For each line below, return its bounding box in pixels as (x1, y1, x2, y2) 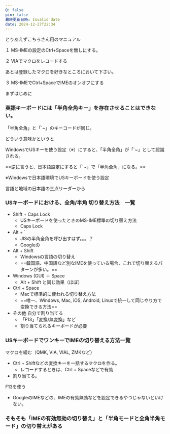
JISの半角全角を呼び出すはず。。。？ (20, 235, 93, 241)
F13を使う (5, 384, 26, 390)
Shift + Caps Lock (12, 211, 50, 217)
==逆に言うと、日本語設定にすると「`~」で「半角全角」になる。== (5, 164, 146, 170)
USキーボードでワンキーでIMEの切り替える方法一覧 (5, 337, 131, 344)
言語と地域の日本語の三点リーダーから (5, 185, 85, 191)
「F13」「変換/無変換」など (20, 316, 76, 322)
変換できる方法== (20, 303, 57, 310)
